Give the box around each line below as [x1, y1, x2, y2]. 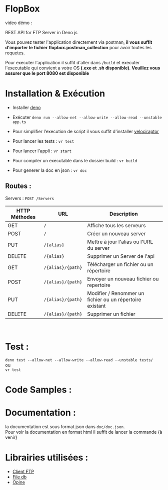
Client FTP [12, 468, 34, 474]
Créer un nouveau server [87, 230, 146, 237]
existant [87, 302, 106, 309]
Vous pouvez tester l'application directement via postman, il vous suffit [5, 39, 152, 45]
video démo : [5, 20, 32, 26]
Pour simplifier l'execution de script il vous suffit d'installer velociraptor [12, 128, 159, 134]
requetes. [5, 50, 25, 56]
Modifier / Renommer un [87, 289, 144, 297]
